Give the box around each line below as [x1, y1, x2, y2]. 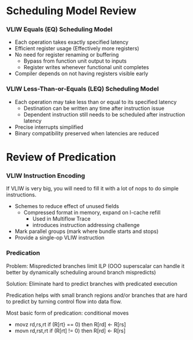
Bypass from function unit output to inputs [23, 57, 127, 64]
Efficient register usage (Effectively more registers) [14, 45, 140, 52]
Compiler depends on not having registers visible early [14, 70, 149, 77]
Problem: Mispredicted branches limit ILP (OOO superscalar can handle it [6, 262, 185, 270]
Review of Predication [6, 150, 117, 164]
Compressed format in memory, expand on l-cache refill [23, 209, 161, 216]
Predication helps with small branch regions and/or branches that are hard [6, 292, 188, 299]
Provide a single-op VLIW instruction [14, 234, 105, 241]
